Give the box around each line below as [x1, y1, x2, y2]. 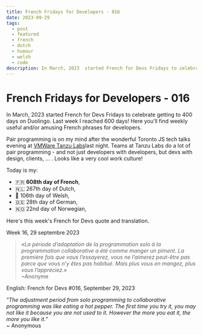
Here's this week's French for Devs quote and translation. [6, 217, 150, 224]
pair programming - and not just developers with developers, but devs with [6, 149, 193, 156]
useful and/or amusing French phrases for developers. [6, 124, 142, 131]
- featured [11, 31, 39, 37]
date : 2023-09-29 [6, 15, 50, 21]
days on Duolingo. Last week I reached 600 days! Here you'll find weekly [6, 117, 188, 125]
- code [11, 59, 28, 65]
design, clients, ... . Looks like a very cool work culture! [6, 155, 143, 162]
